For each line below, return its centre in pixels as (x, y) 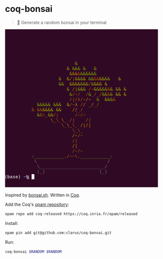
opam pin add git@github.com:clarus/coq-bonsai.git (58, 233)
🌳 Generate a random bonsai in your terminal (62, 22)
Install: (12, 223)
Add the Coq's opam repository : (37, 204)
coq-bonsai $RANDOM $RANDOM (33, 252)
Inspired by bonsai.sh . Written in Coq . (43, 195)
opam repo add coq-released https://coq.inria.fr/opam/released (71, 214)
